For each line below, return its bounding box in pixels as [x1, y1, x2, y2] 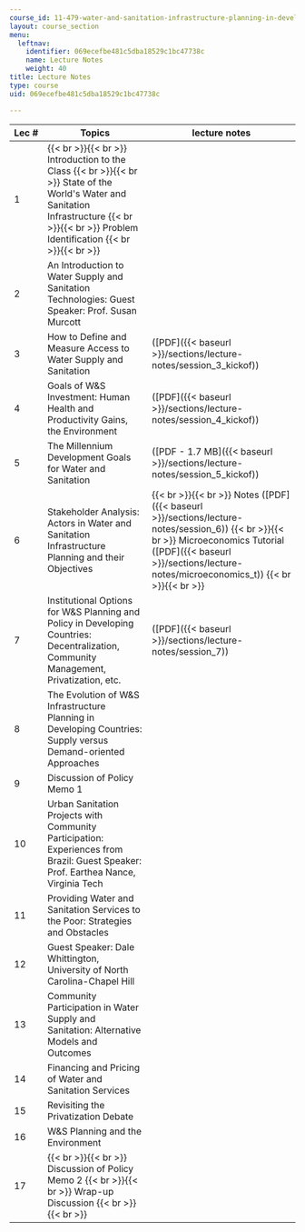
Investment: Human [46, 390, 131, 403]
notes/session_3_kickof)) [151, 358, 260, 371]
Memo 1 [46, 783, 84, 796]
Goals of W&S [46, 379, 106, 392]
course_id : [9, 13, 51, 23]
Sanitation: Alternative [46, 1024, 142, 1037]
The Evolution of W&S [46, 688, 141, 701]
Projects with [46, 808, 103, 821]
